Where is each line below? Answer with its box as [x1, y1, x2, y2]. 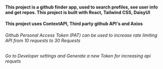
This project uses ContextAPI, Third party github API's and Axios [5, 20, 143, 27]
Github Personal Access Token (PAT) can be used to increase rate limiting [5, 32, 157, 38]
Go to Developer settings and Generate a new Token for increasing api [5, 53, 151, 59]
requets [5, 58, 21, 64]
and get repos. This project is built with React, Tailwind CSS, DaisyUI [5, 9, 150, 15]
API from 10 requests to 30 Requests [5, 37, 81, 43]
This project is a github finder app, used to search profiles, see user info [5, 4, 158, 10]
